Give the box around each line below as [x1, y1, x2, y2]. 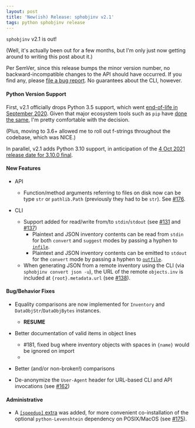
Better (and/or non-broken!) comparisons [14, 365, 115, 372]
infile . [32, 243, 50, 250]
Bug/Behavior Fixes [6, 288, 55, 295]
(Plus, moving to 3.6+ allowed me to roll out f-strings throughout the [6, 127, 171, 134]
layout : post [6, 8, 38, 15]
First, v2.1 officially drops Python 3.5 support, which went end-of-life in [6, 103, 178, 110]
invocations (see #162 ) [14, 382, 70, 389]
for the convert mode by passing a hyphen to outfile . [32, 255, 163, 262]
